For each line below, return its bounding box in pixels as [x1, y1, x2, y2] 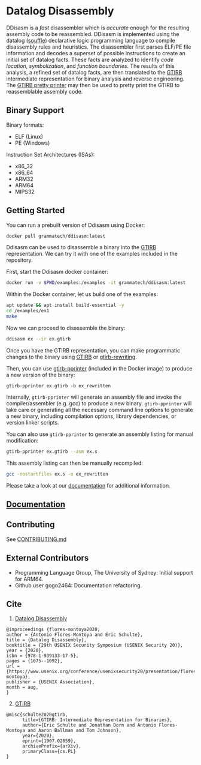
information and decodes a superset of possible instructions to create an [6, 49, 185, 56]
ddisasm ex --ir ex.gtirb [6, 336, 71, 342]
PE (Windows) [14, 139, 50, 147]
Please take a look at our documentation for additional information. [6, 482, 170, 489]
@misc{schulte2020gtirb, [6, 712, 68, 718]
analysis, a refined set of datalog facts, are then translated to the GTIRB [6, 68, 182, 76]
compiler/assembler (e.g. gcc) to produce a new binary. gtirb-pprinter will [6, 399, 192, 407]
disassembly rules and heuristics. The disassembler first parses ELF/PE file [6, 43, 191, 50]
